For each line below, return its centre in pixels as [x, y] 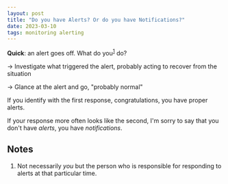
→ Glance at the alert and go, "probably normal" [75, 87]
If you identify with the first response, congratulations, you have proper [107, 100]
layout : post [26, 13]
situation [20, 73]
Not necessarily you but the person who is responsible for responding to [119, 166]
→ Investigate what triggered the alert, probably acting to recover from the [112, 66]
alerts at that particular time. [57, 173]
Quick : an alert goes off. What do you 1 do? [67, 52]
